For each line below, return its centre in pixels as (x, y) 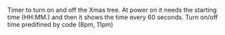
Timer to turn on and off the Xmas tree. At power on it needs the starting (112, 10)
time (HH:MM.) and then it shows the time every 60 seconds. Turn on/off (112, 17)
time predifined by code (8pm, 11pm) (60, 24)
